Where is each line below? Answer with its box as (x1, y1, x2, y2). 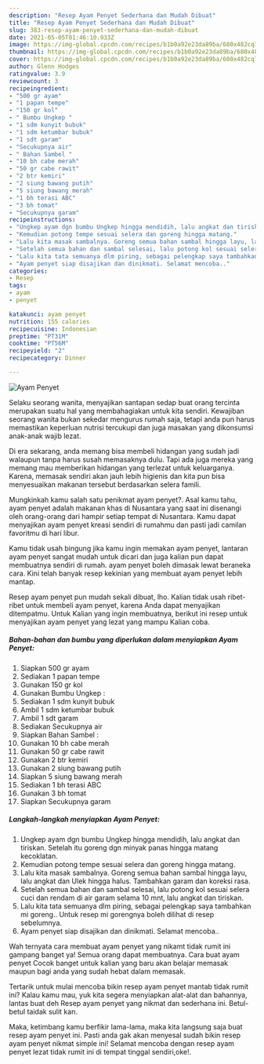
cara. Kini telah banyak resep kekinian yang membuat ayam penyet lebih (9, 569, 243, 578)
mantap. (9, 576, 36, 586)
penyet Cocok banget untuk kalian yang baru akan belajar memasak (9, 958, 229, 967)
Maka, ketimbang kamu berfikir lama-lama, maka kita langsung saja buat (9, 1022, 243, 1031)
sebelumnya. (20, 918, 62, 927)
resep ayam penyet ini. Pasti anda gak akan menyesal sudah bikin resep (9, 1030, 241, 1040)
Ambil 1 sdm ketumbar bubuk (20, 704, 114, 715)
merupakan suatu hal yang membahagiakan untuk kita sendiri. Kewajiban (9, 406, 245, 415)
